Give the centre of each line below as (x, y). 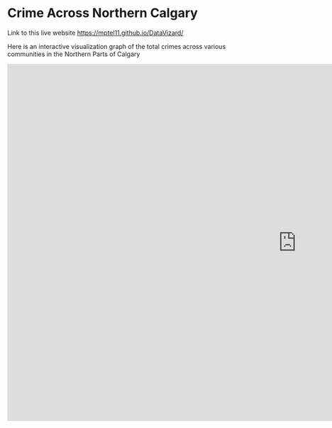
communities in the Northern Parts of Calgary (74, 54)
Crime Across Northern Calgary (103, 13)
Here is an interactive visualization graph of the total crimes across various (117, 46)
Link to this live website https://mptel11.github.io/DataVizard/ (95, 33)
